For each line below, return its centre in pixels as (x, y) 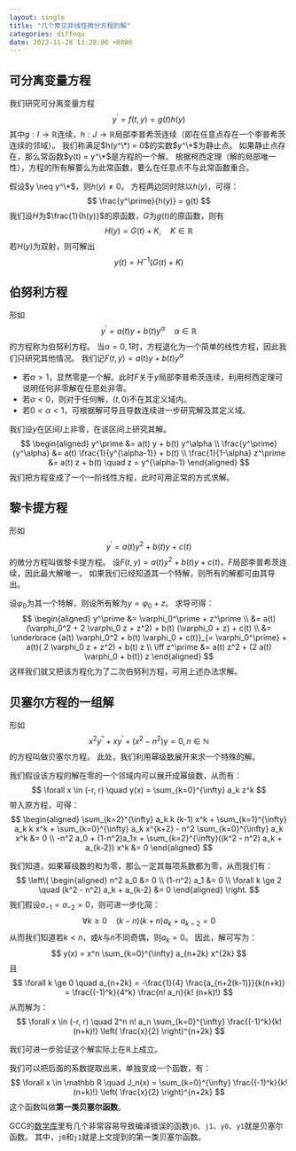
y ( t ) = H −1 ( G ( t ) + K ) (149, 261)
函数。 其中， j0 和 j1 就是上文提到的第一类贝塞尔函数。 (108, 1137)
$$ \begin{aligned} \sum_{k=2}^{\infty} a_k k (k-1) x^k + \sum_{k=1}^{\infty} (149, 819)
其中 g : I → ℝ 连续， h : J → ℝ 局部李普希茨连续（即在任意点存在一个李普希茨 (148, 134)
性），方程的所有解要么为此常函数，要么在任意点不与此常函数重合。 (132, 167)
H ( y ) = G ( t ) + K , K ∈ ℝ (149, 231)
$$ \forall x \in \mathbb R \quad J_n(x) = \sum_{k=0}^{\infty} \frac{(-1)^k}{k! (149, 1083)
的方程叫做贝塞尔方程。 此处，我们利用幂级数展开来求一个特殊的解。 (134, 756)
